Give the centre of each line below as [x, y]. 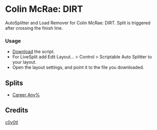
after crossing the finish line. [34, 28]
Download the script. [34, 52]
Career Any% [26, 95]
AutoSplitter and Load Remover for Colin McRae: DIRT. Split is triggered [78, 23]
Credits [17, 110]
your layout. [24, 62]
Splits [14, 83]
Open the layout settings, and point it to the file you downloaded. [78, 67]
